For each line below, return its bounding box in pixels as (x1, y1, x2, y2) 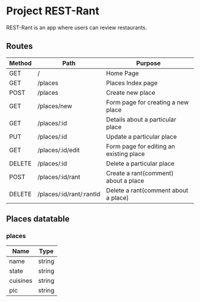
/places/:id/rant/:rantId (37, 190, 101, 198)
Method (9, 58, 32, 67)
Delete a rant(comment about (106, 186, 189, 195)
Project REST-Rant (6, 4, 99, 18)
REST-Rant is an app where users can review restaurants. (6, 24, 147, 31)
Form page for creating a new (106, 98, 189, 106)
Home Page (106, 69, 139, 77)
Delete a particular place (106, 159, 174, 168)
